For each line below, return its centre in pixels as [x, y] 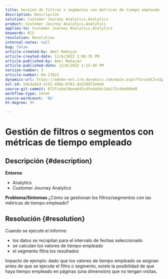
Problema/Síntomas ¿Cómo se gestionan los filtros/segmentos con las [78, 197]
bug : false [16, 47]
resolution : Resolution [30, 38]
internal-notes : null [28, 42]
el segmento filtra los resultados [45, 251]
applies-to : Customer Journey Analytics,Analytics [59, 28]
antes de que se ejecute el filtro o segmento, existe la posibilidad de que [80, 266]
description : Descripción [32, 14]
